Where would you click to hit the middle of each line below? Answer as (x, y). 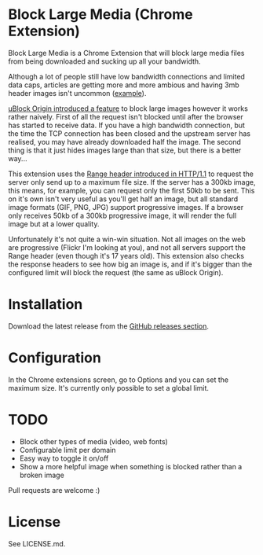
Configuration (55, 358)
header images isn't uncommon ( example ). (77, 93)
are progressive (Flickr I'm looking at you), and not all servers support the (127, 247)
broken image (42, 475)
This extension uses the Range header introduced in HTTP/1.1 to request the (131, 174)
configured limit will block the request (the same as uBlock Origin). (116, 272)
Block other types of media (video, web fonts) (94, 441)
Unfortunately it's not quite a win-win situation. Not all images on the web (127, 239)
